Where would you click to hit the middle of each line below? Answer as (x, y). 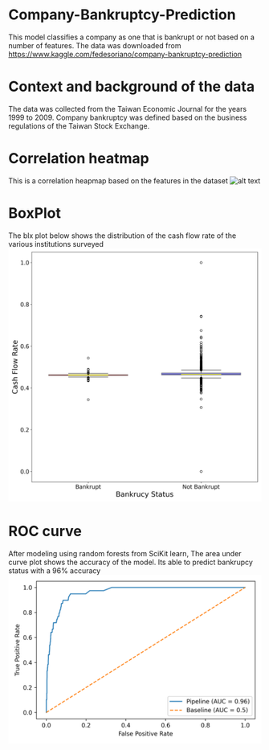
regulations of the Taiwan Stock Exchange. (79, 125)
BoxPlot (35, 213)
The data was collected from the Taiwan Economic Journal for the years (128, 109)
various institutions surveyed (56, 244)
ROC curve (45, 531)
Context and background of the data (132, 87)
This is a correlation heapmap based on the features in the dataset (118, 180)
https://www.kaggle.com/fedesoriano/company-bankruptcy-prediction (125, 54)
